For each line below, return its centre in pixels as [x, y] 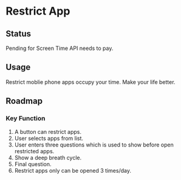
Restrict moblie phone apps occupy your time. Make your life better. [90, 82]
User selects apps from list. [49, 138]
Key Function [26, 119]
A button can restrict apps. [48, 131]
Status [19, 34]
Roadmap [24, 101]
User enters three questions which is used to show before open [94, 145]
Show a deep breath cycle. [48, 157]
